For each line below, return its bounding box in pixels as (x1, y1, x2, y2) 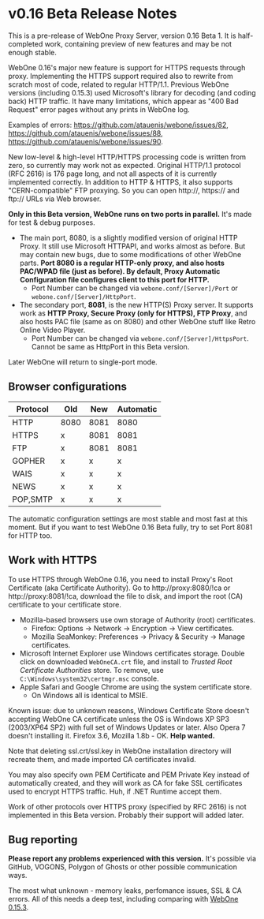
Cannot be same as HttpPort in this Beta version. (31, 342, 190, 351)
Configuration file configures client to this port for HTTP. (19, 275, 210, 284)
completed (8, 39, 43, 48)
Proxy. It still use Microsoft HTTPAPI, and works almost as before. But (19, 241, 246, 251)
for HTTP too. (8, 530, 53, 540)
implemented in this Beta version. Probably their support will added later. (8, 810, 244, 820)
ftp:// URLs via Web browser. (8, 194, 102, 204)
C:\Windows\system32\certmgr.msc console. (19, 674, 159, 683)
